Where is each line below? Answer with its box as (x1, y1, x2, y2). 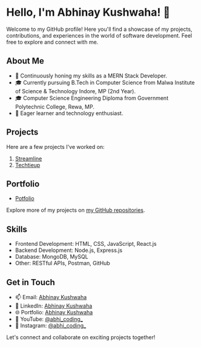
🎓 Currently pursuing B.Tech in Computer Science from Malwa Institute (15, 79, 195, 86)
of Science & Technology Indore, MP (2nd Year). (15, 87, 136, 94)
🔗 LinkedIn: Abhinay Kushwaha (15, 302, 93, 309)
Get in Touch (6, 277, 56, 287)
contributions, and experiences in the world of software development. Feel (6, 31, 193, 39)
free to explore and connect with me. (6, 38, 99, 45)
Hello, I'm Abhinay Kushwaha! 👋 (6, 5, 171, 19)
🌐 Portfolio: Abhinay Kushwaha (15, 309, 93, 316)
